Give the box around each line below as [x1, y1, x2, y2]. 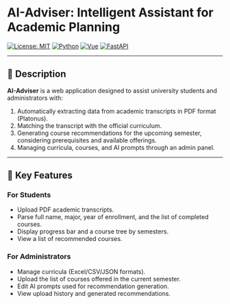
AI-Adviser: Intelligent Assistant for [7, 5, 214, 21]
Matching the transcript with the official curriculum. [16, 121, 162, 129]
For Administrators [7, 252, 71, 262]
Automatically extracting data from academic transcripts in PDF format [16, 107, 217, 115]
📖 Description [7, 68, 66, 80]
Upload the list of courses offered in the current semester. [16, 275, 181, 283]
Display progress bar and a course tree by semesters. [16, 227, 169, 236]
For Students [7, 190, 51, 200]
